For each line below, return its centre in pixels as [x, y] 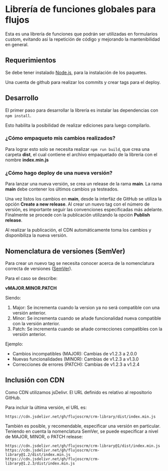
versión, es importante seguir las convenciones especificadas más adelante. [84, 210]
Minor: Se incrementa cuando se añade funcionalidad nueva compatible [87, 318]
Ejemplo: [14, 344]
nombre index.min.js [27, 160]
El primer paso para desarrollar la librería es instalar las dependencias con [82, 110]
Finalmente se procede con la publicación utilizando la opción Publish [78, 215]
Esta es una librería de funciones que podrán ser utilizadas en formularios [81, 34]
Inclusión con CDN [35, 380]
